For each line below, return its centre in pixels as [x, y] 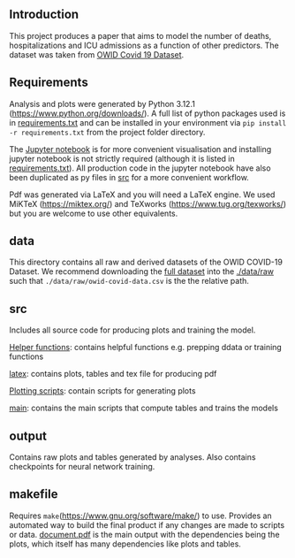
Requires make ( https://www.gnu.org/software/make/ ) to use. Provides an [140, 516]
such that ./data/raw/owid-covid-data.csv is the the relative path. [129, 281]
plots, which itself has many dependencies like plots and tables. [125, 544]
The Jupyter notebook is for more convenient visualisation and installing [140, 149]
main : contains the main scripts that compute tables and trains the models [144, 408]
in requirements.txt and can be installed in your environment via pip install [148, 122]
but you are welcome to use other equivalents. [94, 213]
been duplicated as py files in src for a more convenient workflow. [129, 177]
